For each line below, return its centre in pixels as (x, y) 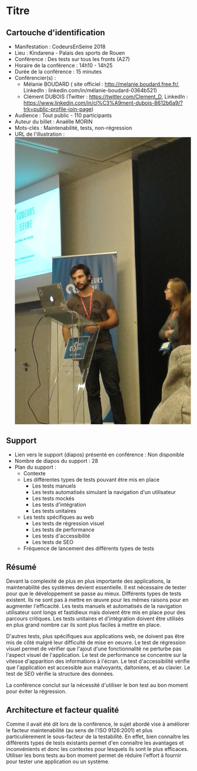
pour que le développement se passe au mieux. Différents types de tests (94, 594)
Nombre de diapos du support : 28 (56, 461)
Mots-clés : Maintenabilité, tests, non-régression (73, 128)
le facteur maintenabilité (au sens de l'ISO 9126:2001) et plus (79, 730)
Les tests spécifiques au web (59, 517)
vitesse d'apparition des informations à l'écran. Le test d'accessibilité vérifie (98, 661)
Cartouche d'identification (56, 33)
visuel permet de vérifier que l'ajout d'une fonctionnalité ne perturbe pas (94, 649)
